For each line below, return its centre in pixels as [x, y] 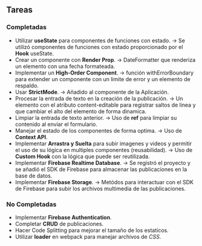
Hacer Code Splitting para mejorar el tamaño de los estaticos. [92, 230]
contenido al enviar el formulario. [56, 124]
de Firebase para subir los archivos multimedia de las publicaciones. [100, 188]
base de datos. [34, 176]
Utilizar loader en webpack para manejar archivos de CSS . [88, 236]
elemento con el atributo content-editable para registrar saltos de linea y [105, 105]
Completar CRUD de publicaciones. [59, 224]
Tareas [20, 10]
